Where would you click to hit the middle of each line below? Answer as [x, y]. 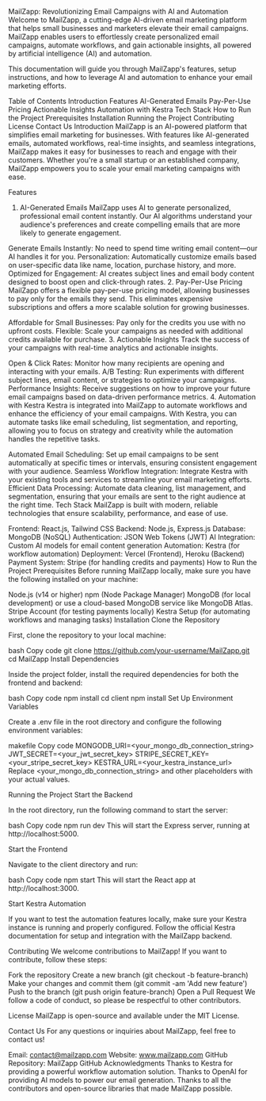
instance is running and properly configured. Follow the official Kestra [122, 927]
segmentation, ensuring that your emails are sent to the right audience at [127, 496]
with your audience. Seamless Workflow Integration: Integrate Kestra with [128, 471]
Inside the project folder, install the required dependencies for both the [123, 674]
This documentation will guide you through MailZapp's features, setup [122, 69]
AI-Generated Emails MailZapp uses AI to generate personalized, [125, 208]
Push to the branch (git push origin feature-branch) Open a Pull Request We [132, 992]
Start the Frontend [38, 849]
